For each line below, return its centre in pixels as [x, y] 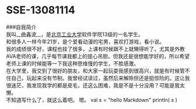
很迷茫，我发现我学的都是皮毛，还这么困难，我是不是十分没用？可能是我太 [95, 85]
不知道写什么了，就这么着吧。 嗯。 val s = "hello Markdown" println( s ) [92, 100]
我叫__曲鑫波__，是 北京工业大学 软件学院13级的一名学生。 [75, 34]
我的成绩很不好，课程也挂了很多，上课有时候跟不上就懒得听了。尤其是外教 [95, 49]
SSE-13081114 [41, 10]
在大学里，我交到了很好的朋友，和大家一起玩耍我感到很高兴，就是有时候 [93, 71]
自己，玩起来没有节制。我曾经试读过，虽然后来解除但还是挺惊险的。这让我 [100, 78]
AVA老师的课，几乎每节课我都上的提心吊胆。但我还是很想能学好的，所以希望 [98, 56]
